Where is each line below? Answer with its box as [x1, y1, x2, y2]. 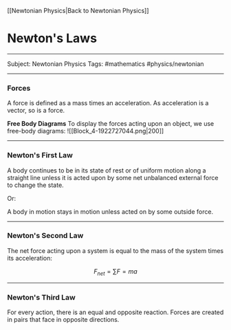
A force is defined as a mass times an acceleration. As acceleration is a [7, 99, 209, 107]
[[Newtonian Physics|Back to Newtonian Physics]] [7, 7, 149, 14]
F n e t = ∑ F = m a [93, 267, 137, 277]
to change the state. [7, 181, 64, 189]
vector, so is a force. [7, 107, 65, 115]
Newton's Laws [7, 31, 98, 46]
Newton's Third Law [7, 292, 76, 302]
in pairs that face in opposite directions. [7, 315, 120, 323]
